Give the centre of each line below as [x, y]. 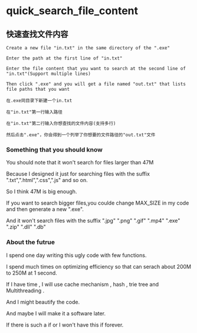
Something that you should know [55, 150]
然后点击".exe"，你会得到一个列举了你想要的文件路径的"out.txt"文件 [81, 135]
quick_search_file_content [72, 11]
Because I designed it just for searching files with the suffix [78, 174]
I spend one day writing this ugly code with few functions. [76, 255]
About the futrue [30, 242]
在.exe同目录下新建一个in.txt [39, 101]
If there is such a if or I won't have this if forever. [65, 325]
